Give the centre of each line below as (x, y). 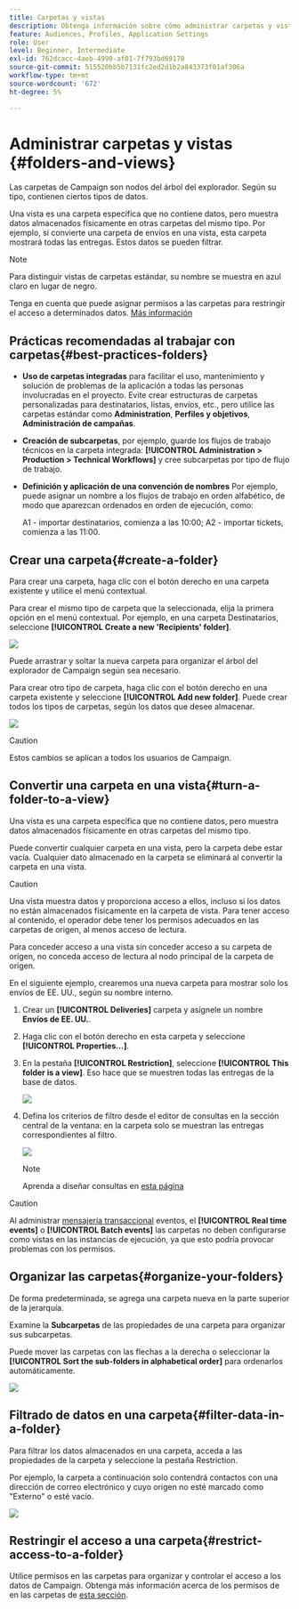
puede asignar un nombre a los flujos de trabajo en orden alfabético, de (154, 496)
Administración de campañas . (79, 424)
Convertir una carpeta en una (93, 785)
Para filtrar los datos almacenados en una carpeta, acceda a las (126, 1451)
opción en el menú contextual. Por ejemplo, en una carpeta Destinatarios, (144, 618)
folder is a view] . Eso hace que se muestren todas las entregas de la (148, 1072)
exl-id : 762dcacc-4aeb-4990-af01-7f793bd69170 (97, 59)
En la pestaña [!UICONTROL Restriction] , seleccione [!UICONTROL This (155, 1063)
